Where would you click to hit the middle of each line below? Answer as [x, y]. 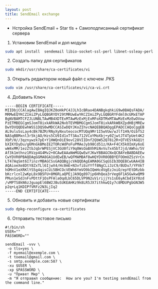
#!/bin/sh [15, 227]
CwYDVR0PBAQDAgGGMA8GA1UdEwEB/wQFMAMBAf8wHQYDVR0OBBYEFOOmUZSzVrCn [75, 157]
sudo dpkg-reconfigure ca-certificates [45, 209]
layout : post [18, 9]
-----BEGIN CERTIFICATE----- [35, 106]
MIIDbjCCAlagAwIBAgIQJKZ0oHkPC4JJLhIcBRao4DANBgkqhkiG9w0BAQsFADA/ [75, 110]
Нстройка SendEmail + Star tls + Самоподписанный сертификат [78, 28]
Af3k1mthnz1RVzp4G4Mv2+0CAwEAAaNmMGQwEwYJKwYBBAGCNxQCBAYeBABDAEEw [75, 153]
